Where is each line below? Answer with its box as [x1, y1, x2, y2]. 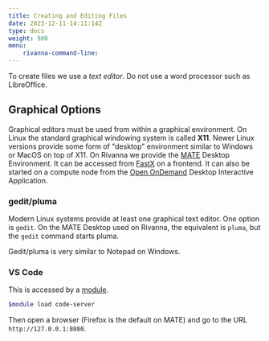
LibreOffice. [8, 80, 48, 89]
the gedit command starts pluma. [8, 231, 119, 241]
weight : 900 [8, 34, 48, 43]
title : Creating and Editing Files [8, 11, 128, 20]
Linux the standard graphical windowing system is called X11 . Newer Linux [8, 133, 255, 142]
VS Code [8, 267, 43, 278]
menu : [8, 42, 26, 50]
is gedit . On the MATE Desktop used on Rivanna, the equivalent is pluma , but [8, 223, 261, 232]
